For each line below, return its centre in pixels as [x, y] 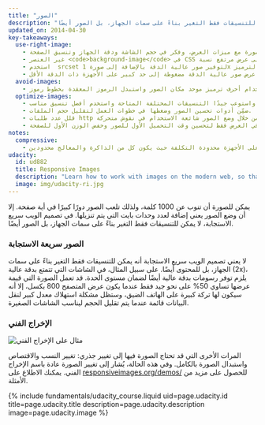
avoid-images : [38, 81]
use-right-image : [44, 45]
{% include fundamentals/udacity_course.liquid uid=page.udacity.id [118, 396]
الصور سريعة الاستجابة [46, 244]
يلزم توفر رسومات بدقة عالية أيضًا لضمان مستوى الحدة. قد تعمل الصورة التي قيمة [127, 278]
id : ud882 [31, 162]
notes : [19, 132]
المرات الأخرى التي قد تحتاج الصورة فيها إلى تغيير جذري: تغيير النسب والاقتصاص [125, 356]
